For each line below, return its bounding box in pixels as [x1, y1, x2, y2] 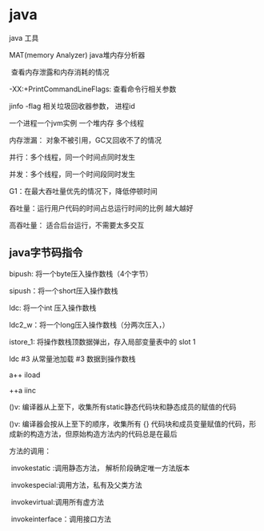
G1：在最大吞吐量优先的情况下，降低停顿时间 [9, 186, 158, 195]
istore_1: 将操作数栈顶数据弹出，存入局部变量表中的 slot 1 [9, 336, 196, 346]
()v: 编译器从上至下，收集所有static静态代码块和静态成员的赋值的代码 [9, 402, 237, 412]
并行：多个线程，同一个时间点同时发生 [9, 152, 135, 162]
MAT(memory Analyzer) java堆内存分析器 [9, 50, 146, 59]
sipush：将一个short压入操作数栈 [9, 286, 118, 296]
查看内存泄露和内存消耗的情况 [10, 66, 110, 77]
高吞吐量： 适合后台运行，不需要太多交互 [9, 220, 145, 230]
